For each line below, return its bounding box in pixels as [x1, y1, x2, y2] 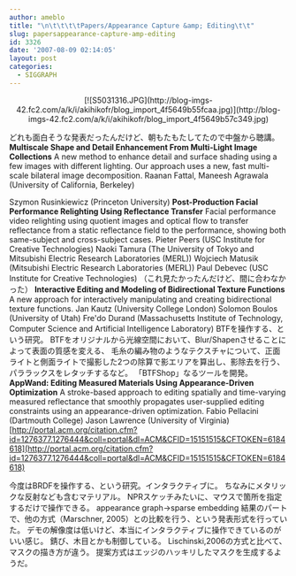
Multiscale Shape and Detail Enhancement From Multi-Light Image [9, 142, 258, 152]
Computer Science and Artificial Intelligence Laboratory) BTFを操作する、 [9, 323, 277, 334]
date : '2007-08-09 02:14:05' [9, 46, 117, 55]
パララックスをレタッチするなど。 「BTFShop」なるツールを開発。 [9, 367, 254, 378]
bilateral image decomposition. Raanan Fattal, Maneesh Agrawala [30, 170, 269, 180]
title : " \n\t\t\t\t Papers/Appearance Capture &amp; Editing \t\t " [9, 21, 254, 30]
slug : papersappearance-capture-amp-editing [9, 29, 176, 38]
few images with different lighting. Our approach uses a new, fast [9, 160, 247, 171]
